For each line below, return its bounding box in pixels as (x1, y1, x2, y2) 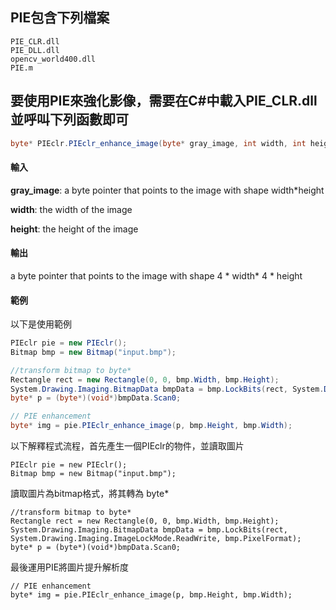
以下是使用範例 (10, 318, 72, 330)
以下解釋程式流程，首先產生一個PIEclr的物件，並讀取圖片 (10, 440, 245, 452)
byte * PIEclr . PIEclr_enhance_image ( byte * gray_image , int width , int (10, 138, 307, 148)
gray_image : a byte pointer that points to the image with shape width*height (10, 184, 325, 196)
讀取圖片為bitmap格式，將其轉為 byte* (10, 488, 170, 500)
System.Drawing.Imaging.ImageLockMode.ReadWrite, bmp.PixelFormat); (10, 534, 302, 544)
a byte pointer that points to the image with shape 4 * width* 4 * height (10, 269, 303, 282)
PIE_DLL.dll (10, 45, 60, 55)
